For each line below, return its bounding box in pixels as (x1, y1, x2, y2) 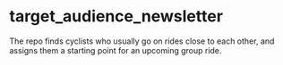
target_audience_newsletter (9, 6, 224, 27)
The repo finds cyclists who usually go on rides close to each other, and (9, 36, 275, 46)
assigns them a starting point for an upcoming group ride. (9, 45, 222, 55)
